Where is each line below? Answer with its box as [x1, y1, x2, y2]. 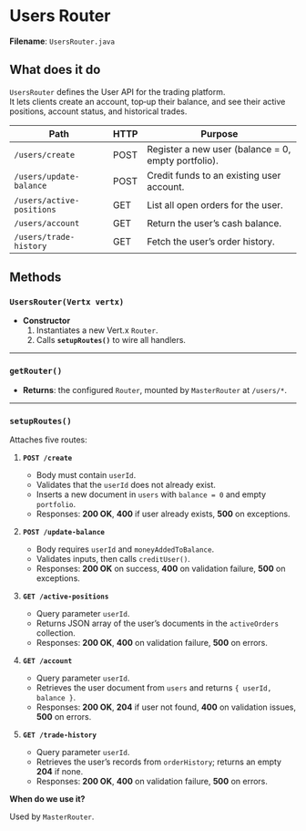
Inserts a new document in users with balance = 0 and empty [36, 489, 267, 500]
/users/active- [14, 195, 80, 205]
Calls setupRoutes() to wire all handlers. [36, 335, 187, 346]
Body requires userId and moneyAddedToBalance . [36, 544, 215, 555]
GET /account [22, 657, 73, 666]
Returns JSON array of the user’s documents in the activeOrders [36, 618, 280, 629]
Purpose [200, 127, 239, 140]
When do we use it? [9, 794, 86, 805]
